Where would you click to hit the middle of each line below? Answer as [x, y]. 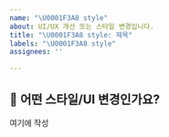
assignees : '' [37, 52]
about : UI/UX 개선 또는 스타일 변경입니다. [82, 26]
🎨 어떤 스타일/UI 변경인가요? [85, 99]
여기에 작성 [29, 122]
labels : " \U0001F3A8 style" [63, 43]
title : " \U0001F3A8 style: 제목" [71, 35]
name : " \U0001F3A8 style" [58, 18]
